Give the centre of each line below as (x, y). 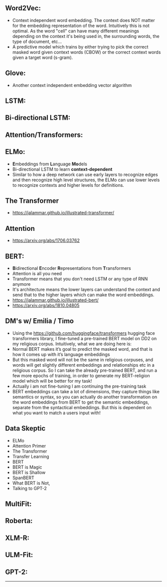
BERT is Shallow (29, 472)
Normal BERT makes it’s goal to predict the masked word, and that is (82, 349)
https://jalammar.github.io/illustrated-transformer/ (63, 213)
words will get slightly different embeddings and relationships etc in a (83, 365)
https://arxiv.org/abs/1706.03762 (46, 241)
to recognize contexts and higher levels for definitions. (68, 185)
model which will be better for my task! (52, 381)
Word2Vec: (23, 8)
